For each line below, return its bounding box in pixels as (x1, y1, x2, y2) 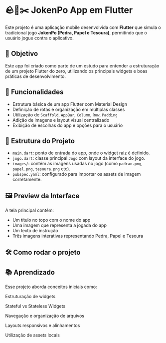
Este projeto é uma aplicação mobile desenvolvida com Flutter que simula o (5, 24, 161, 30)
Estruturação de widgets (5, 294, 56, 300)
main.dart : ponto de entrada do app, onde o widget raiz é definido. (12, 150, 150, 156)
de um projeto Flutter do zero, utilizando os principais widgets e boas (5, 68, 148, 74)
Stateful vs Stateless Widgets (5, 303, 66, 309)
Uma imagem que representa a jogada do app (12, 222, 107, 228)
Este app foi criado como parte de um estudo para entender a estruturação (5, 62, 160, 68)
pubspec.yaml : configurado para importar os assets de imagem (12, 171, 141, 177)
